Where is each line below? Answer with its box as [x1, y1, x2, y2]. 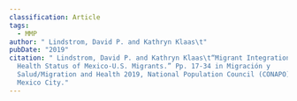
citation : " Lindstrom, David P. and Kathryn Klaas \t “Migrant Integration [9, 54, 291, 62]
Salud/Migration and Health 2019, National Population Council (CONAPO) [17, 70, 291, 79]
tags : [9, 21, 29, 30]
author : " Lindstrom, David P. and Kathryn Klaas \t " [9, 37, 208, 47]
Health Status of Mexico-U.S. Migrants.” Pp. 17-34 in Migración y [17, 62, 271, 71]
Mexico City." [17, 78, 69, 87]
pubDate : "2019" [9, 46, 69, 54]
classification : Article [9, 12, 101, 22]
